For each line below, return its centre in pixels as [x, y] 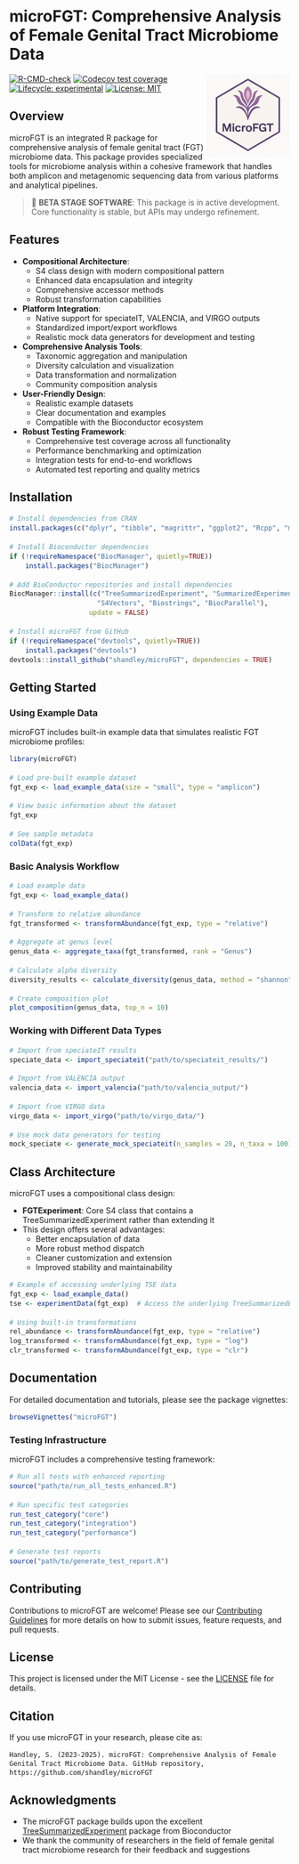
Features [34, 240]
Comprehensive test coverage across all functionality [133, 441]
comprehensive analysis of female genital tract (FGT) [107, 147]
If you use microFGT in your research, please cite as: [106, 1738]
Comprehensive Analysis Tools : [82, 346]
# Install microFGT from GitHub [69, 631]
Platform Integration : [61, 308]
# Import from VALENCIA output [67, 1079]
